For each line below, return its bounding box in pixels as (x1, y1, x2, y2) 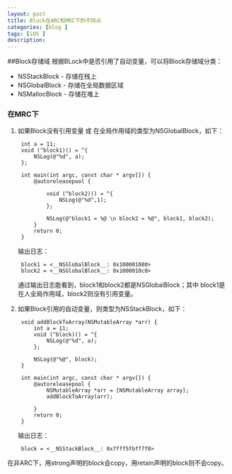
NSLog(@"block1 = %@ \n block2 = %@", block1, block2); (46, 215, 214, 222)
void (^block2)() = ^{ (46, 191, 113, 198)
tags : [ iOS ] (7, 30, 46, 38)
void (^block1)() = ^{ (21, 147, 88, 154)
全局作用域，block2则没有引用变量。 (30, 290, 137, 298)
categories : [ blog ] (7, 23, 69, 30)
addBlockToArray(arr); (46, 393, 113, 400)
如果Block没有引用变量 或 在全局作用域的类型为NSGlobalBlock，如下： (17, 127, 224, 135)
